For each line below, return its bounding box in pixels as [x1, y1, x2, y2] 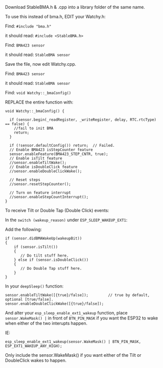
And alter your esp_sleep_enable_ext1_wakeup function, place [5, 310, 128, 315]
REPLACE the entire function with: [5, 99, 73, 105]
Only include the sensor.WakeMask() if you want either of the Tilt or [5, 352, 141, 358]
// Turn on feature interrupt [9, 190, 71, 195]
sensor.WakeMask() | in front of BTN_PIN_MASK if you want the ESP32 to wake [5, 315, 158, 321]
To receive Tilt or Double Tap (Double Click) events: [5, 208, 109, 213]
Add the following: [5, 227, 42, 232]
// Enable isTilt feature [9, 156, 63, 161]
